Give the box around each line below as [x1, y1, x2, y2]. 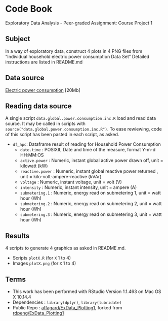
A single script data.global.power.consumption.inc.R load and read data [5, 115, 156, 121]
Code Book [5, 3, 52, 15]
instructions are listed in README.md [5, 59, 83, 65]
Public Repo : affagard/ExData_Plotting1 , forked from [12, 305, 122, 310]
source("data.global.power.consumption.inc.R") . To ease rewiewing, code [5, 126, 162, 132]
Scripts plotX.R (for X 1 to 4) [12, 255, 71, 261]
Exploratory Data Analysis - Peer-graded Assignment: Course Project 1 [5, 20, 153, 26]
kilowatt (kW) [20, 163, 48, 169]
